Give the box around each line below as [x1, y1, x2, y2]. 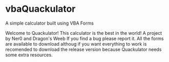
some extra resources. [5, 52, 53, 58]
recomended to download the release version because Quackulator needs [5, 46, 162, 52]
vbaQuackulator [5, 3, 76, 15]
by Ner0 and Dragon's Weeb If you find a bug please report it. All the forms [5, 35, 164, 42]
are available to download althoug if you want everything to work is [5, 40, 147, 47]
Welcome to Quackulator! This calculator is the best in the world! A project [5, 30, 162, 36]
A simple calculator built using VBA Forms [5, 20, 94, 26]
